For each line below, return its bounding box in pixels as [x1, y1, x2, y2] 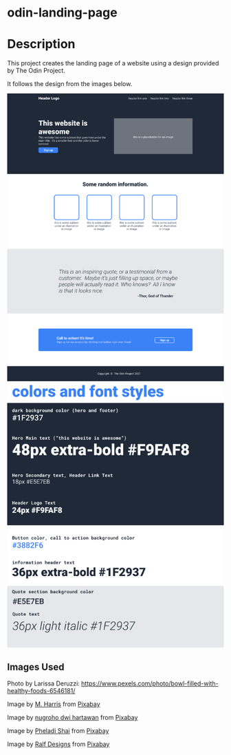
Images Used [7, 661, 65, 672]
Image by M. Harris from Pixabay [7, 700, 101, 708]
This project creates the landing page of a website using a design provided [7, 59, 219, 67]
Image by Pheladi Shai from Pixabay [7, 727, 109, 735]
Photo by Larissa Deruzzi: [7, 679, 80, 688]
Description [7, 36, 76, 52]
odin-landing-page [7, 5, 118, 21]
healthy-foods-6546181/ [7, 687, 76, 695]
